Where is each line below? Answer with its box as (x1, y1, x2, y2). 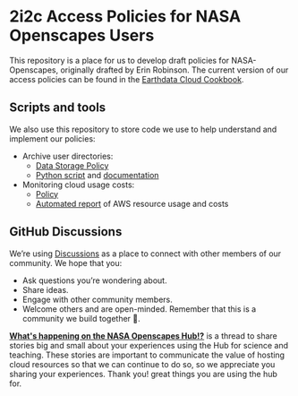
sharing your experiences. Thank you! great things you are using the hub (9, 368, 277, 379)
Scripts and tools (9, 100, 106, 116)
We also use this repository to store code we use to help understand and (9, 124, 277, 134)
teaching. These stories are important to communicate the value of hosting (9, 349, 285, 360)
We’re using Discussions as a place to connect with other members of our (9, 248, 282, 259)
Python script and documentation (35, 169, 159, 180)
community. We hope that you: (9, 257, 123, 268)
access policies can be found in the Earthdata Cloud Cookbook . (9, 73, 244, 84)
